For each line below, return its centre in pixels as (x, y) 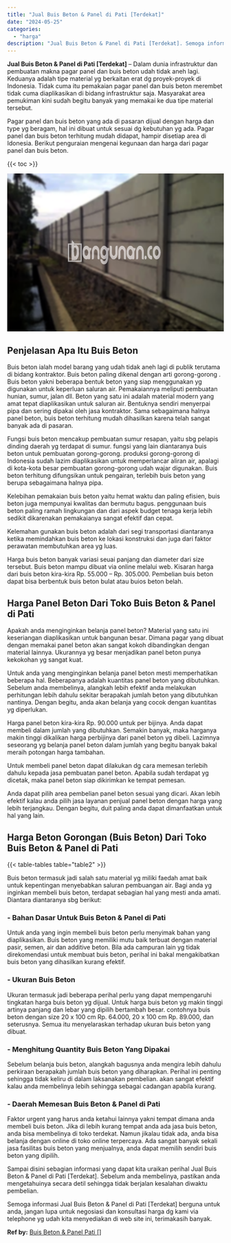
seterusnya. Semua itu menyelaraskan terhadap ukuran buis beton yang (109, 1024)
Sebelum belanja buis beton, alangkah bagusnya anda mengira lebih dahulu (114, 1064)
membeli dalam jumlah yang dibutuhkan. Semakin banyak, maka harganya (112, 731)
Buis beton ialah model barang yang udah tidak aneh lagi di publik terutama (114, 367)
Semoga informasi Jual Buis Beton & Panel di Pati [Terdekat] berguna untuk (114, 1204)
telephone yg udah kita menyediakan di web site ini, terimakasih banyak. (110, 1219)
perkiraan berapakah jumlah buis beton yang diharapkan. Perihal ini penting (114, 1072)
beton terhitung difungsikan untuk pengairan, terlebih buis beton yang (106, 476)
